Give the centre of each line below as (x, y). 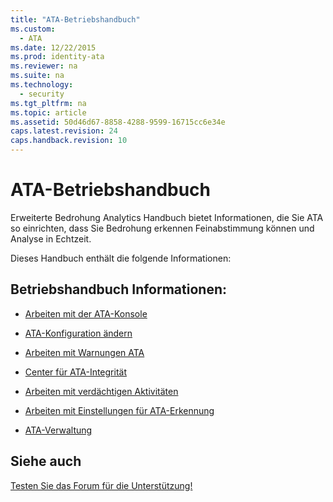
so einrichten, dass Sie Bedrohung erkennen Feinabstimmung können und (162, 228)
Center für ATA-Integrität (75, 372)
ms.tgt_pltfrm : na (48, 103)
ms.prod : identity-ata (57, 57)
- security (42, 94)
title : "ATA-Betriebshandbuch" (75, 19)
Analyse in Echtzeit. (51, 238)
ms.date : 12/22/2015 (53, 47)
